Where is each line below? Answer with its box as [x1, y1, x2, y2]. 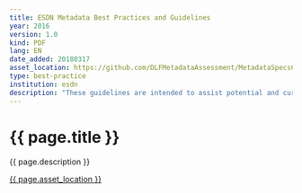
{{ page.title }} [9, 127, 120, 147]
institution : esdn [9, 80, 78, 89]
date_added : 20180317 [9, 55, 91, 64]
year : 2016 [9, 22, 50, 31]
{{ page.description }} [9, 156, 91, 167]
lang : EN [9, 47, 42, 56]
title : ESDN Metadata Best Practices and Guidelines [9, 13, 211, 22]
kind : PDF [9, 38, 47, 48]
